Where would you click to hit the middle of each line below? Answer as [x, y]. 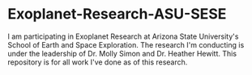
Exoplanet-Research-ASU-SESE [117, 14]
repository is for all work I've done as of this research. [98, 62]
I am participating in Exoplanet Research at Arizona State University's [123, 36]
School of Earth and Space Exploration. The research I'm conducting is [126, 44]
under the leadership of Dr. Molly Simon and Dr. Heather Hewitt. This [122, 53]
